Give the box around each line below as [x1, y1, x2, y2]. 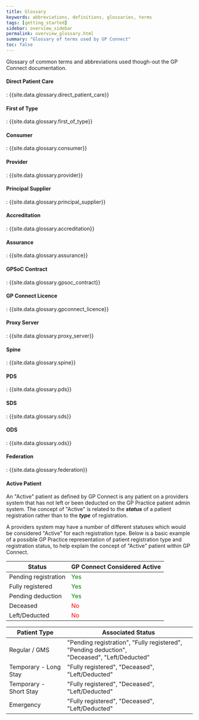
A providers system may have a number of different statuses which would [6, 524, 187, 531]
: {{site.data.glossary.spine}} [6, 359, 76, 366]
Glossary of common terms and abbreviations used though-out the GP [6, 58, 178, 65]
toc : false [6, 42, 33, 48]
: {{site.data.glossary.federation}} [6, 466, 88, 473]
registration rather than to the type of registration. [6, 512, 129, 519]
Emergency [9, 701, 41, 709]
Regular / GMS [9, 646, 50, 654]
